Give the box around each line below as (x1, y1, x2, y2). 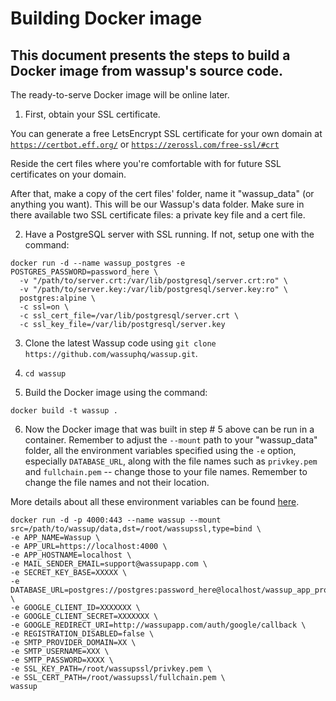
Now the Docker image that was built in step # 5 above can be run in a (24, 423, 315, 435)
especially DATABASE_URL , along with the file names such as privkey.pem (24, 455, 318, 467)
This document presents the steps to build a (10, 47, 291, 64)
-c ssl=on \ (19, 302, 70, 312)
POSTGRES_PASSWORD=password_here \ (10, 267, 159, 277)
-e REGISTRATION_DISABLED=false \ (10, 629, 155, 639)
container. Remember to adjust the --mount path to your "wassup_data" (24, 434, 318, 446)
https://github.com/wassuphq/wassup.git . (24, 348, 198, 359)
